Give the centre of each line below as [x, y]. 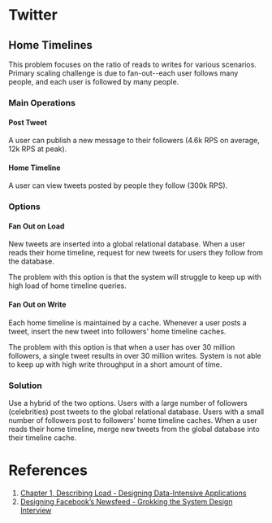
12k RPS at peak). [38, 149]
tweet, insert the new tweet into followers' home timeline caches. [117, 331]
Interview [36, 510]
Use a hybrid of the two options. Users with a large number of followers [128, 403]
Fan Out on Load [37, 226]
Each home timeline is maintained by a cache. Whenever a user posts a [127, 322]
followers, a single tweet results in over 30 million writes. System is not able [135, 355]
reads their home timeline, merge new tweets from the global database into [134, 429]
